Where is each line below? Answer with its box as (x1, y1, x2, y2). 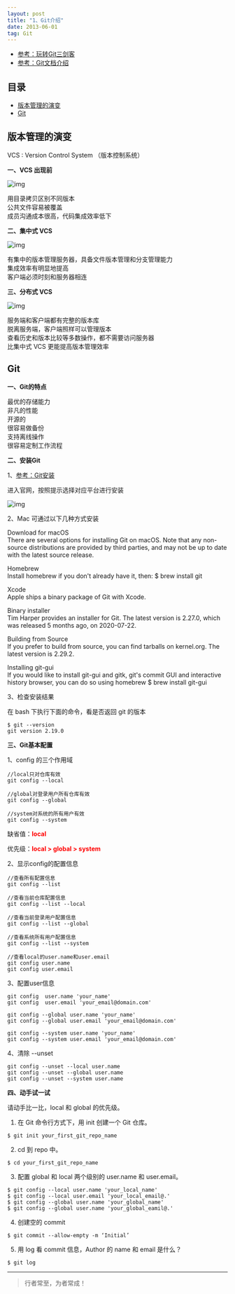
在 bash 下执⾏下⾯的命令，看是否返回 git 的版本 (7, 707, 146, 715)
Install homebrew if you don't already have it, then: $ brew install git (7, 572, 203, 580)
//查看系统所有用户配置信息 (7, 933, 77, 941)
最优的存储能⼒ (7, 397, 50, 406)
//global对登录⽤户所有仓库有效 (7, 790, 90, 797)
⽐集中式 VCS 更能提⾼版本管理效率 (7, 342, 110, 350)
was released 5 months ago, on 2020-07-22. (7, 621, 136, 629)
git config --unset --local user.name (7, 1063, 120, 1070)
